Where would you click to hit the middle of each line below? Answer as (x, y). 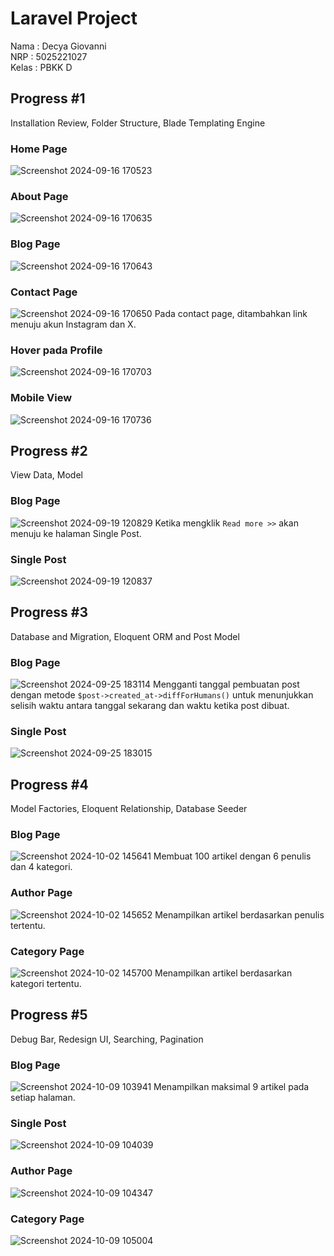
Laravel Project (74, 18)
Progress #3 (49, 612)
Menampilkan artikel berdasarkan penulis (239, 914)
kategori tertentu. (46, 984)
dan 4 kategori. (41, 867)
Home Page (39, 149)
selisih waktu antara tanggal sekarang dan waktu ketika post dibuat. (150, 706)
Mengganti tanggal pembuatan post (226, 684)
